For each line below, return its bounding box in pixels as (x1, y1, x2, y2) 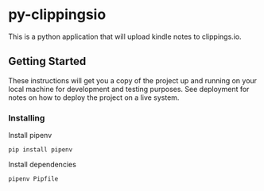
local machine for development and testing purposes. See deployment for (8, 84, 250, 94)
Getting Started (8, 55, 87, 68)
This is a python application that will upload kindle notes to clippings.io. (8, 32, 242, 41)
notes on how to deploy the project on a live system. (8, 93, 180, 102)
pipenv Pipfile (8, 175, 59, 183)
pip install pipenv (8, 146, 73, 154)
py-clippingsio (8, 6, 107, 24)
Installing (8, 113, 45, 124)
